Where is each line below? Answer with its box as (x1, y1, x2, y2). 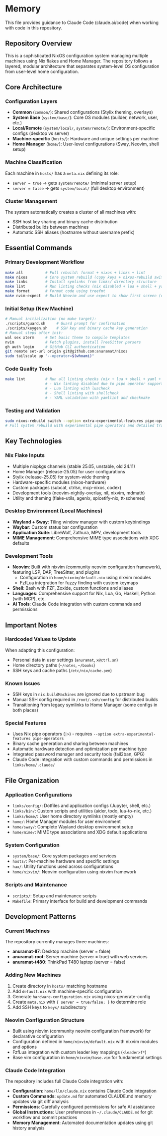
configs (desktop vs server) (12, 130, 70, 136)
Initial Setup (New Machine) (5, 305, 74, 312)
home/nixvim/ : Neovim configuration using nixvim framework (12, 869, 137, 875)
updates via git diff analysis (12, 1099, 69, 1105)
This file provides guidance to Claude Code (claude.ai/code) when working (5, 19, 159, 25)
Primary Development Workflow (5, 259, 84, 266)
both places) (12, 707, 39, 713)
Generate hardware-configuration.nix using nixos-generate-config (12, 993, 151, 999)
